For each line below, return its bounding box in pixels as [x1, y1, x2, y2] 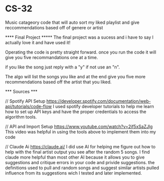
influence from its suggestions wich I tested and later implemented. [5, 170, 142, 176]
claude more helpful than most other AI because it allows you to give [5, 154, 145, 160]
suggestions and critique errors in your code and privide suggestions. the [5, 159, 155, 165]
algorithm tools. [5, 114, 37, 120]
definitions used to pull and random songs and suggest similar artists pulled [5, 165, 160, 171]
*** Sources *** [5, 88, 38, 94]
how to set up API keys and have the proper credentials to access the [5, 109, 147, 115]
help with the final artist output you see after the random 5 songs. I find [5, 149, 150, 155]
